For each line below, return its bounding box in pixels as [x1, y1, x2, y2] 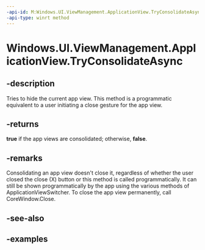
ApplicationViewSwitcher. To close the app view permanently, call [6, 189, 172, 196]
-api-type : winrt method [6, 15, 70, 21]
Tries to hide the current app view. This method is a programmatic [6, 94, 172, 102]
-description [6, 78, 55, 89]
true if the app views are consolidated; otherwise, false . [6, 135, 148, 143]
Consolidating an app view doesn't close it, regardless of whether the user [6, 169, 194, 176]
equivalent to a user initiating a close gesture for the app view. [6, 101, 163, 108]
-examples [6, 233, 48, 244]
